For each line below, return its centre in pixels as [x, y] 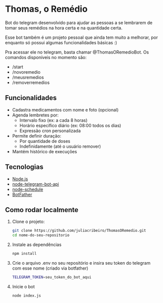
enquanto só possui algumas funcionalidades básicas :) [61, 42]
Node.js [20, 179]
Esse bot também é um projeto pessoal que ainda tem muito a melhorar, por [81, 37]
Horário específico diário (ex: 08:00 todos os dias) [70, 125]
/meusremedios [28, 77]
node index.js [26, 296]
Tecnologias [24, 167]
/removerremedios [31, 83]
